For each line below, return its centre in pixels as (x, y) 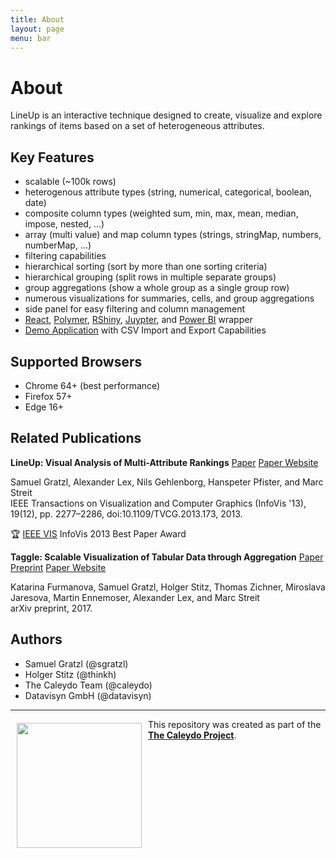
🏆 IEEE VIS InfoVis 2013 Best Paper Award (98, 533)
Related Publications (76, 438)
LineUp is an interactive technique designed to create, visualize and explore (166, 115)
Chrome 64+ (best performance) (92, 385)
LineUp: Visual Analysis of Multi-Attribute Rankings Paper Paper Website (164, 462)
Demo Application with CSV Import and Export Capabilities (145, 330)
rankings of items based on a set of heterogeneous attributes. (137, 126)
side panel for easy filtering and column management (135, 309)
